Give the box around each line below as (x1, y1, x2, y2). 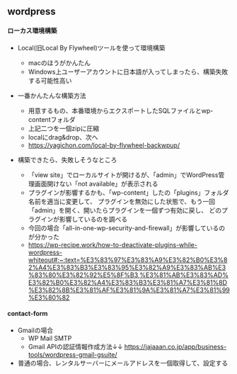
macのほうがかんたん (28, 58, 91, 67)
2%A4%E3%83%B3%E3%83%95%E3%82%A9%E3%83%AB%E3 (28, 263, 226, 271)
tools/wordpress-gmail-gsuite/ (28, 350, 118, 358)
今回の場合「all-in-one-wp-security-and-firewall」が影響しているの (28, 223, 226, 232)
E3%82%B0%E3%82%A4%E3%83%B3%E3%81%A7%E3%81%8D (28, 278, 228, 286)
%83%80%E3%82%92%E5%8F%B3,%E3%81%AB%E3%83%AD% (28, 271, 229, 279)
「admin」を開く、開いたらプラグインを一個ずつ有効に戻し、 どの (28, 205, 221, 215)
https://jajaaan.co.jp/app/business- (124, 342, 227, 351)
